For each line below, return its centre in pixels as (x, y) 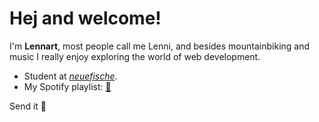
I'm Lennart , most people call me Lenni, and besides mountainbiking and (160, 46)
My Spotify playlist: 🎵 (67, 86)
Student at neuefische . (70, 76)
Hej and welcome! (85, 18)
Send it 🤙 (28, 106)
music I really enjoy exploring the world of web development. (135, 56)
